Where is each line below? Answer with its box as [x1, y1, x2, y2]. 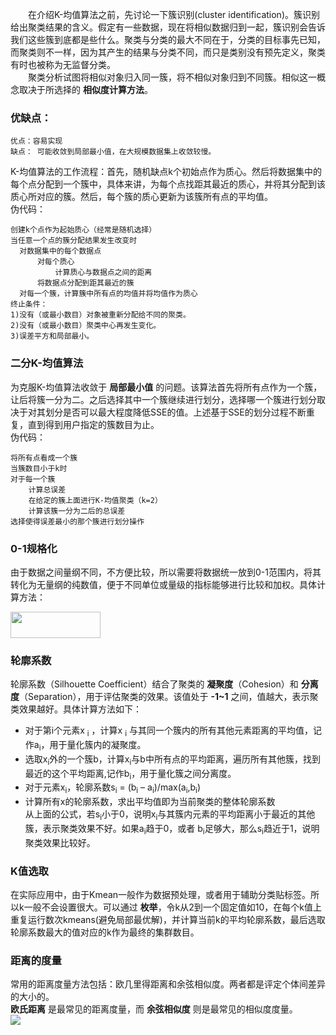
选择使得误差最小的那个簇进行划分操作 [10, 516, 145, 527]
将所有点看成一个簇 [10, 453, 78, 463]
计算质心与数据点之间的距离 [54, 268, 153, 278]
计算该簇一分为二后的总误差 [28, 506, 126, 516]
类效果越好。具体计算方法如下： [10, 703, 142, 715]
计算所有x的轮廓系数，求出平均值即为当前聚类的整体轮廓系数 [24, 796, 276, 808]
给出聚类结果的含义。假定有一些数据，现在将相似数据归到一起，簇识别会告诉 [10, 21, 326, 33]
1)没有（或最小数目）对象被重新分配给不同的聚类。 [10, 310, 191, 320]
